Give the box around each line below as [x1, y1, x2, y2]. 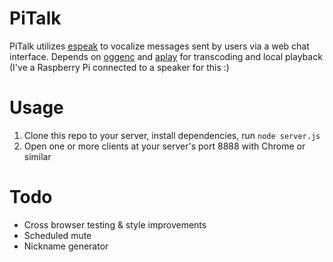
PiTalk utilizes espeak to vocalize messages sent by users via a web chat [9, 40, 310, 52]
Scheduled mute [23, 229, 92, 241]
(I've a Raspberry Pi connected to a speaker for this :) [9, 61, 230, 73]
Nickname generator [23, 240, 109, 252]
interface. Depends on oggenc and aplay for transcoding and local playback [9, 50, 323, 62]
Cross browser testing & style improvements [23, 218, 207, 231]
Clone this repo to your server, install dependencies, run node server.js [23, 129, 321, 141]
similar [23, 150, 52, 162]
